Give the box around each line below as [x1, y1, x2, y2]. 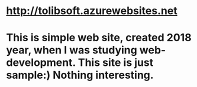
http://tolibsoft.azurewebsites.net [6, 4, 177, 18]
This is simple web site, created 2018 [6, 31, 192, 45]
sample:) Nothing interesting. [6, 69, 154, 82]
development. [6, 56, 76, 69]
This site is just [77, 56, 154, 69]
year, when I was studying [6, 43, 137, 57]
